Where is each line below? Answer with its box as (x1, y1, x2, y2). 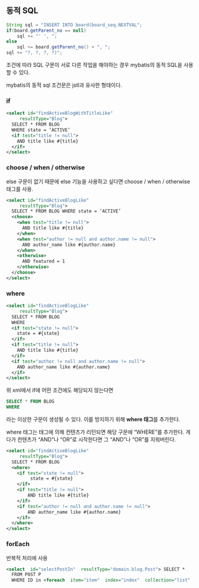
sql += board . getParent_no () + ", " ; (17, 44, 111, 50)
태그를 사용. (6, 185, 34, 193)
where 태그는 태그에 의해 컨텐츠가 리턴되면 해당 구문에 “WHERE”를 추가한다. (6, 428, 185, 435)
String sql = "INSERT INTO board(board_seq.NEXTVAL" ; (6, 22, 143, 28)
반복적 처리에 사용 (6, 554, 48, 561)
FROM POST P (11, 572, 42, 578)
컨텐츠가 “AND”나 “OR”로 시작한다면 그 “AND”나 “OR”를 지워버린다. (17, 436, 176, 443)
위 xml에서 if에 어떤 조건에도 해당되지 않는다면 (6, 386, 114, 394)
